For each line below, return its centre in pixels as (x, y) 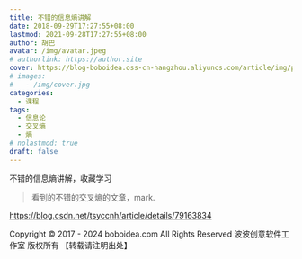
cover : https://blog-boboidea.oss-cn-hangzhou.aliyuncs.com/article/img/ (151, 68)
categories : (31, 93)
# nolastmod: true (44, 143)
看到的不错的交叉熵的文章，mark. (93, 197)
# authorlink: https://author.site (76, 59)
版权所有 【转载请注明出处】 (79, 245)
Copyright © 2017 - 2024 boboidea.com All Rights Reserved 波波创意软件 (146, 234)
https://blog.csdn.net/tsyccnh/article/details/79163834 (111, 215)
